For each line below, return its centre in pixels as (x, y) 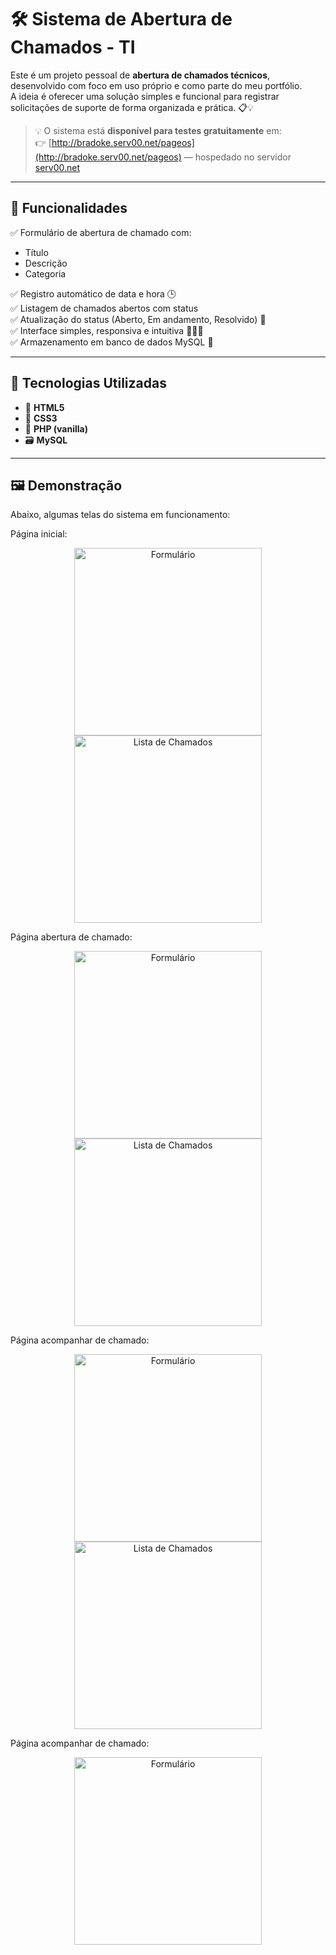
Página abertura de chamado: (71, 937)
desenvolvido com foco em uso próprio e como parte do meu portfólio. (156, 85)
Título (36, 252)
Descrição (46, 263)
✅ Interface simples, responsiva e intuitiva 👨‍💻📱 (107, 330)
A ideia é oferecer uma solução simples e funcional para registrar (145, 96)
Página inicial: (39, 534)
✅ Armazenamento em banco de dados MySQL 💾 (112, 342)
